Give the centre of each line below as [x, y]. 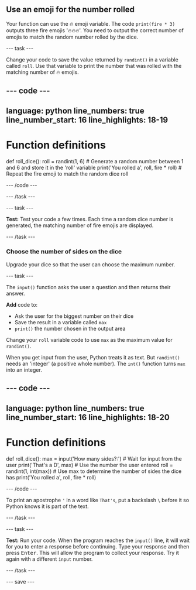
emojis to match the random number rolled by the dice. [72, 37]
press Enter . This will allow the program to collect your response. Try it [93, 553]
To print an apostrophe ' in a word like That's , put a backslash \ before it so [98, 500]
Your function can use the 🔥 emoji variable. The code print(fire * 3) [91, 23]
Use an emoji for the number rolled [71, 10]
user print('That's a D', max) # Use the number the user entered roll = [90, 465]
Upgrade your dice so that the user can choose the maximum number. [91, 264]
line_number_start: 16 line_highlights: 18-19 [87, 120]
